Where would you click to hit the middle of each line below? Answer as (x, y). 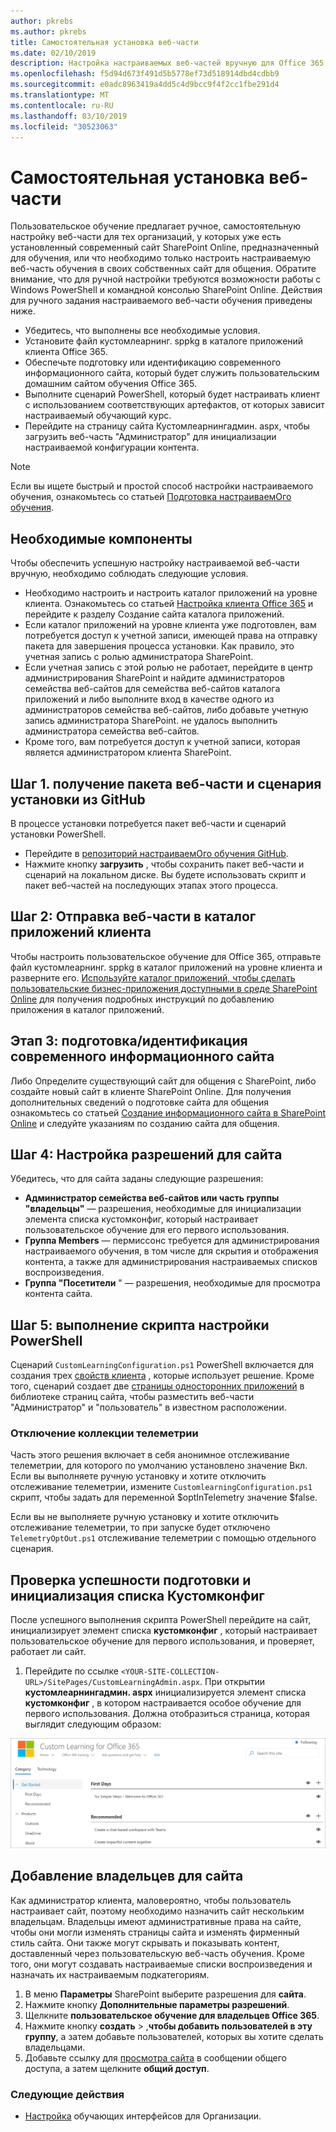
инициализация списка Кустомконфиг (137, 1595)
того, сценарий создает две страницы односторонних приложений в (157, 1386)
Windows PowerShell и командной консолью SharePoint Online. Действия (166, 290)
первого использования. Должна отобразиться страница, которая (167, 1714)
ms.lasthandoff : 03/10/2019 (69, 116)
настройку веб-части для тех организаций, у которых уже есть (146, 237)
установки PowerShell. (58, 834)
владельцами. (55, 2047)
